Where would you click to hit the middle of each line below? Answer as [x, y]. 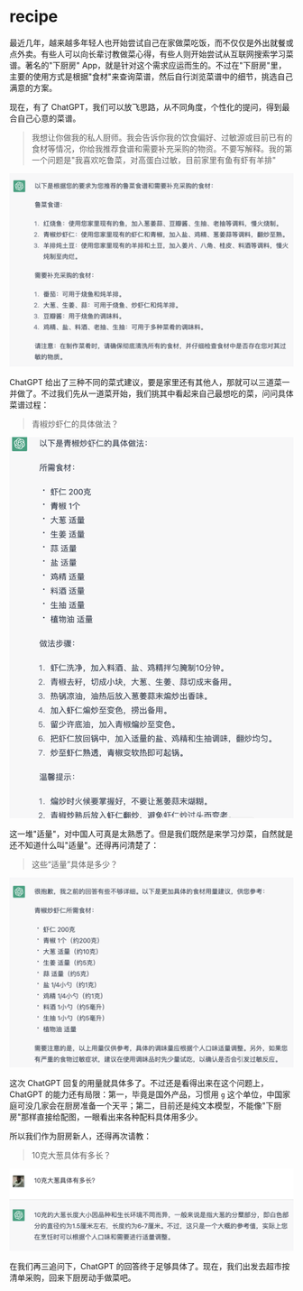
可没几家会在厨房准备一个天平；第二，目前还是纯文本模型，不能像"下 [145, 1105]
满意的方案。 [33, 88]
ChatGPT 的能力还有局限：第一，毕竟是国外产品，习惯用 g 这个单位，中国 [146, 1094]
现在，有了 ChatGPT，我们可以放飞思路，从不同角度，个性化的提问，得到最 [150, 106]
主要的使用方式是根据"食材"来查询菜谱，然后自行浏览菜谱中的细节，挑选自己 [151, 76]
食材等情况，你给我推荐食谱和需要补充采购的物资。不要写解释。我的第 [162, 148]
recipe [34, 17]
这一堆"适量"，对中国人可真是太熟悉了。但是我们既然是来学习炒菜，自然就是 [151, 834]
